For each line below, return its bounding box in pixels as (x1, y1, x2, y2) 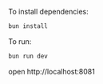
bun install (8, 22, 48, 30)
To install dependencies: (8, 7, 89, 16)
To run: (8, 36, 32, 46)
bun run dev (8, 52, 48, 60)
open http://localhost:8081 (8, 66, 96, 76)
